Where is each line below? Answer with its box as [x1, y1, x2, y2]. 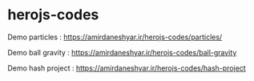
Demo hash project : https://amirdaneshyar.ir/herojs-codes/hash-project [7, 63, 246, 73]
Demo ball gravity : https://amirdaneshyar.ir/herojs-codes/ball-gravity [7, 47, 237, 57]
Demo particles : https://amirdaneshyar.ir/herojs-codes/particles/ [7, 32, 223, 42]
